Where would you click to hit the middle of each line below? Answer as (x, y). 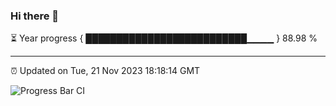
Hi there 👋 (35, 16)
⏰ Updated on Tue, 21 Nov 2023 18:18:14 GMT (105, 71)
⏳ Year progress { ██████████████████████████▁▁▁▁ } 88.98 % (164, 38)
